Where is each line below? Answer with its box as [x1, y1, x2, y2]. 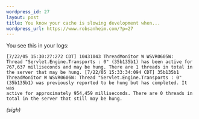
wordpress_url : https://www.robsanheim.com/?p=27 [6, 25, 134, 32]
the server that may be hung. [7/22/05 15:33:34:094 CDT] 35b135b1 [6, 70, 180, 76]
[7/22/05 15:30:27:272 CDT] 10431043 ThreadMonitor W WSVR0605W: [6, 53, 174, 60]
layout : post [6, 14, 39, 20]
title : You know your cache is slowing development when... [6, 20, 161, 26]
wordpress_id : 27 [6, 8, 50, 15]
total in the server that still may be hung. [6, 96, 122, 102]
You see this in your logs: [6, 42, 69, 49]
